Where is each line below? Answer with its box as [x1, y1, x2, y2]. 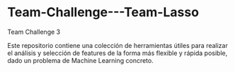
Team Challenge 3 [7, 28, 61, 36]
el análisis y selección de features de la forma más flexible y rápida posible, [7, 49, 228, 57]
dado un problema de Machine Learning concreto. [7, 56, 154, 64]
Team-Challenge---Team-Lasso [7, 4, 200, 20]
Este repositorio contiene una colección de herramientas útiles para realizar [7, 41, 228, 49]
